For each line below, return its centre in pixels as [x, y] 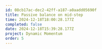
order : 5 [15, 39]
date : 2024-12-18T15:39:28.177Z [40, 29]
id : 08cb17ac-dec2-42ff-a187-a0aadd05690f [51, 10]
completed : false [24, 24]
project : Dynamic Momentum [34, 34]
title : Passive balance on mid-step [44, 15]
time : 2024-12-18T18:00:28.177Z [40, 19]
